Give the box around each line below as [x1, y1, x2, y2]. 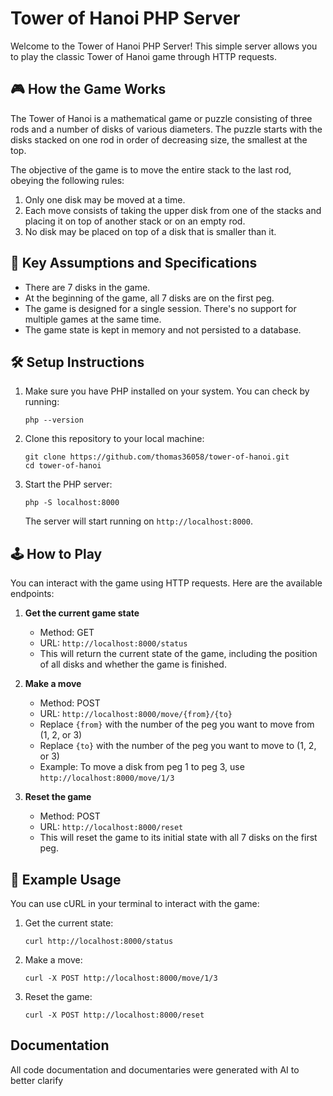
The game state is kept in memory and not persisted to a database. [24, 323, 302, 336]
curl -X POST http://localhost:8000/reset [24, 1010, 205, 1020]
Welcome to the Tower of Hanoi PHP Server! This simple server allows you [10, 40, 318, 52]
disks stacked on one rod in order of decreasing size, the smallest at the [10, 133, 308, 146]
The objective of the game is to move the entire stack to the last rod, [10, 163, 292, 176]
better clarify [10, 1074, 64, 1086]
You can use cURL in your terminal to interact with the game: [10, 898, 260, 909]
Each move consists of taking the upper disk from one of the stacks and [24, 204, 322, 216]
